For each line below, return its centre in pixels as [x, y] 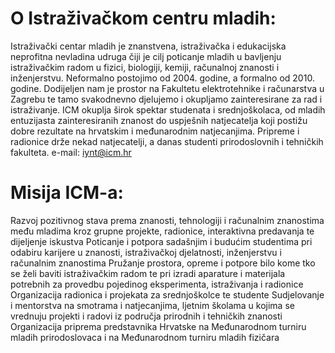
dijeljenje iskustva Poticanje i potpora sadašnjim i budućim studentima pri [161, 241]
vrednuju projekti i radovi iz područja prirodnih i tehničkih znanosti [146, 316]
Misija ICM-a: [67, 193]
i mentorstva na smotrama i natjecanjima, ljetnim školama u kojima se [152, 305]
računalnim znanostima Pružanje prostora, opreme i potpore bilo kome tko [163, 263]
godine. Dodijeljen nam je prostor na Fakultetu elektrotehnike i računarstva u [167, 88]
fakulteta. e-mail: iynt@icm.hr [71, 152]
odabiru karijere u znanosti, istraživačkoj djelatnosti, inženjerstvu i [146, 252]
